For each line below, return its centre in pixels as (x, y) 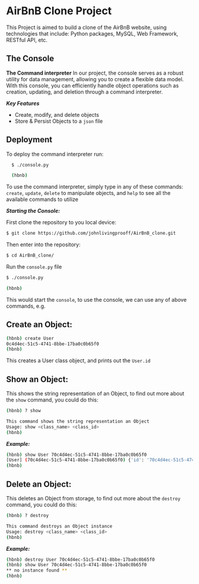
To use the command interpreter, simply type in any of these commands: (95, 187)
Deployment (29, 140)
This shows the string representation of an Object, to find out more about (95, 394)
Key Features (23, 103)
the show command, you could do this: (52, 400)
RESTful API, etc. (27, 40)
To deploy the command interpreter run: (55, 154)
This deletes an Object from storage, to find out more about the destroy (93, 498)
